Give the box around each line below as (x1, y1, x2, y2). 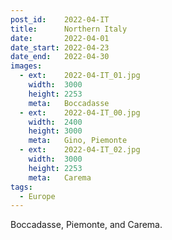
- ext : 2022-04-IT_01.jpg (19, 71, 141, 81)
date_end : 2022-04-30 (10, 52, 110, 62)
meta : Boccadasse (28, 98, 110, 108)
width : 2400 (28, 117, 83, 127)
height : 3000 (28, 126, 83, 136)
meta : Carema (28, 172, 92, 183)
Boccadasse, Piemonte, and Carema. (10, 219, 163, 231)
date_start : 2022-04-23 (10, 42, 110, 53)
